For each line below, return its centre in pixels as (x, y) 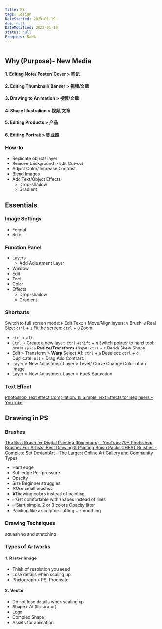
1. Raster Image (21, 558)
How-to (14, 147)
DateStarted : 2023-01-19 (30, 19)
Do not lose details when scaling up (48, 602)
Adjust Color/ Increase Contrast (44, 169)
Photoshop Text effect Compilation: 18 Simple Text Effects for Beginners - (79, 397)
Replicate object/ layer (35, 158)
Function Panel (23, 247)
